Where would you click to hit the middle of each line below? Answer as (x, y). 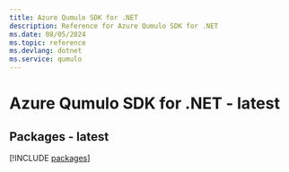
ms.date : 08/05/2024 (48, 34)
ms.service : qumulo (46, 59)
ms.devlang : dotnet (46, 51)
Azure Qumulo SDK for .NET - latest (145, 103)
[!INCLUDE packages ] (50, 158)
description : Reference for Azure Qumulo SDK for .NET (114, 26)
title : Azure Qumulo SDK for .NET (74, 17)
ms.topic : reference (48, 43)
